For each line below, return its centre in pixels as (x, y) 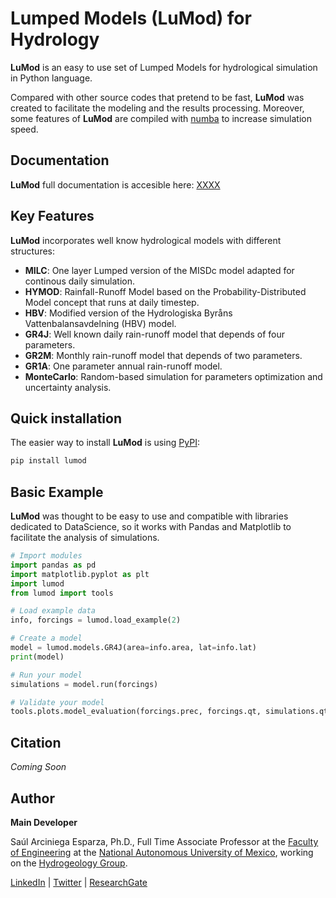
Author (32, 798)
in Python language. (51, 78)
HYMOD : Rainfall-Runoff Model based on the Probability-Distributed (165, 291)
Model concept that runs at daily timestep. (112, 302)
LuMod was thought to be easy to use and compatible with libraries (149, 516)
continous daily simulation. (80, 281)
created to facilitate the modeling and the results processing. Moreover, (157, 108)
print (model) (37, 657)
